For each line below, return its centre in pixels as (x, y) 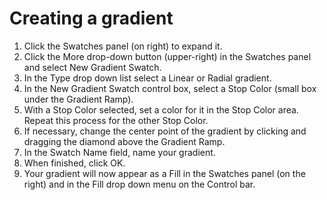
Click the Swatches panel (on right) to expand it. (123, 46)
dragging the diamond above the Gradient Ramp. (124, 141)
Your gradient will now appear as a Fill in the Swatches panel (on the (164, 173)
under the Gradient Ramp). (78, 99)
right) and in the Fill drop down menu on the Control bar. (139, 184)
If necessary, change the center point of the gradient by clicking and (165, 131)
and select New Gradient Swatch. (92, 67)
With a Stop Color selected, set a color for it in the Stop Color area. (161, 109)
